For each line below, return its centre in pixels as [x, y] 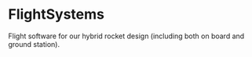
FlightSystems [56, 14]
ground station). [34, 44]
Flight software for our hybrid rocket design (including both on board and [126, 36]
